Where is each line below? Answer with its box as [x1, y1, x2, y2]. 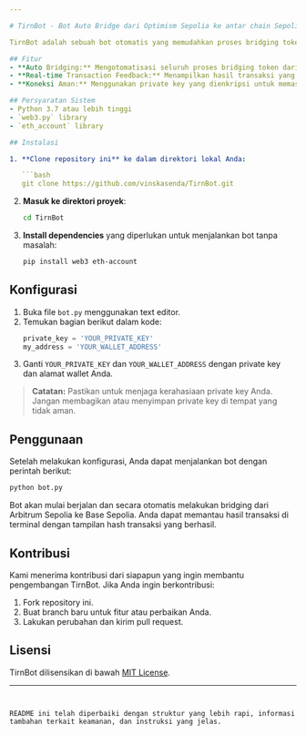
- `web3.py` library [9, 113, 88, 122]
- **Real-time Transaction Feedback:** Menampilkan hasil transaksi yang [9, 71, 296, 80]
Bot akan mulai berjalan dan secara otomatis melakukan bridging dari [9, 500, 269, 511]
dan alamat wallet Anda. [22, 368, 114, 379]
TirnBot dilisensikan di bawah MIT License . [9, 667, 171, 678]
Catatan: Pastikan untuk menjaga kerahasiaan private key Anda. [31, 386, 273, 397]
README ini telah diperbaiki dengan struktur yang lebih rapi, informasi [9, 709, 296, 718]
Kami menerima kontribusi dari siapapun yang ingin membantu [9, 569, 244, 580]
